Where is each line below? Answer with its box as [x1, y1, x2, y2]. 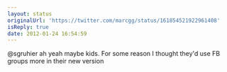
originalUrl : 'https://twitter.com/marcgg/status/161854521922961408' [7, 17, 221, 24]
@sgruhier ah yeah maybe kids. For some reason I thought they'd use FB [7, 49, 221, 58]
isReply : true [7, 23, 50, 30]
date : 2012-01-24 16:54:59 [7, 30, 87, 37]
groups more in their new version [7, 57, 104, 66]
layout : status [7, 10, 52, 18]
